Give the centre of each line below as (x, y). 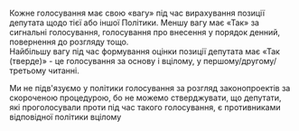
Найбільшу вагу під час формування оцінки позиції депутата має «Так (145, 51)
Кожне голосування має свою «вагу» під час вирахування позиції (137, 13)
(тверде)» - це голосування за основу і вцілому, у (105, 61)
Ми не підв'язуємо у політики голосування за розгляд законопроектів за (150, 88)
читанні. (64, 70)
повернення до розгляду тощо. (69, 42)
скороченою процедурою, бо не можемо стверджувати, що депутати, (145, 98)
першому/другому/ (240, 61)
